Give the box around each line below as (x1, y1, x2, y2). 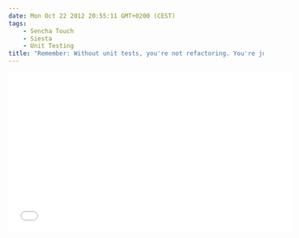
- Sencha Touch (23, 27, 75, 35)
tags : (8, 19, 27, 28)
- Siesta (23, 34, 53, 43)
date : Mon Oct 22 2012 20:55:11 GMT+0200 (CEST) (8, 11, 176, 20)
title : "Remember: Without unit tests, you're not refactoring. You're (8, 49, 255, 57)
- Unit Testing (23, 42, 75, 50)
